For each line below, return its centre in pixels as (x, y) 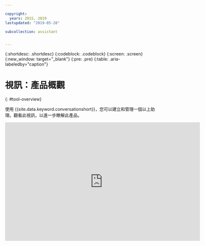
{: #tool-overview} (23, 99)
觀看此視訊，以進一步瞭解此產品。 (47, 115)
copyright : (16, 14)
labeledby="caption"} (27, 64)
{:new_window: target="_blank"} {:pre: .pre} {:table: (57, 59)
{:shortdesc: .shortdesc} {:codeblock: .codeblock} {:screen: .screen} (74, 54)
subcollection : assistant (31, 32)
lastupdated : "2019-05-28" (32, 23)
